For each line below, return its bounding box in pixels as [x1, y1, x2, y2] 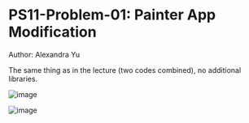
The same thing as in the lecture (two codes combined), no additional [8, 65, 242, 74]
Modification [8, 23, 97, 41]
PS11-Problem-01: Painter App [8, 6, 216, 24]
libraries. [8, 74, 38, 83]
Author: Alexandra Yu [8, 49, 80, 59]
